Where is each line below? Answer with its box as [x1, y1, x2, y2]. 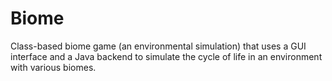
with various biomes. [10, 61, 97, 73]
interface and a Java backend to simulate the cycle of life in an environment [10, 50, 323, 62]
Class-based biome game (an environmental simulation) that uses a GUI [10, 40, 307, 52]
